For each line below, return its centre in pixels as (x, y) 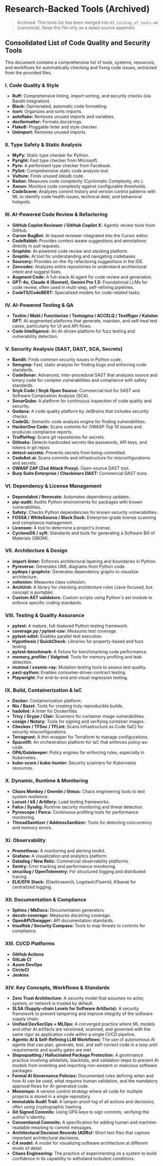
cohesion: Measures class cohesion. (49, 582)
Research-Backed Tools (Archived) (77, 9)
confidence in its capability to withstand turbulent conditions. (73, 1158)
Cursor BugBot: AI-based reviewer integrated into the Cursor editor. (81, 235)
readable (21, 1127)
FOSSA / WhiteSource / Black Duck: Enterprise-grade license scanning (84, 517)
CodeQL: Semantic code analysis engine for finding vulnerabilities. (79, 422)
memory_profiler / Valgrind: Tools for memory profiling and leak (77, 657)
